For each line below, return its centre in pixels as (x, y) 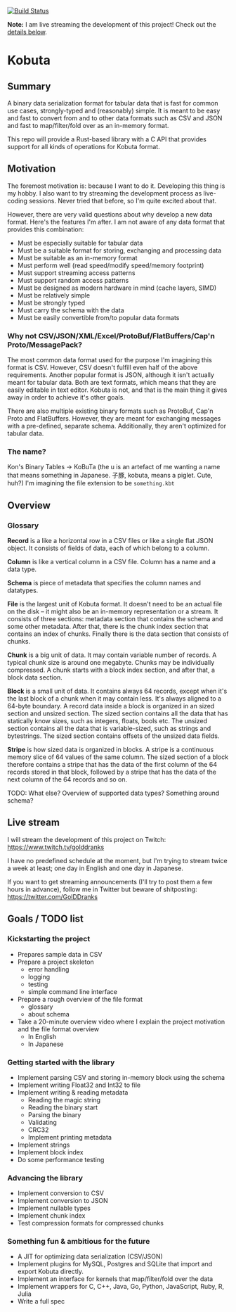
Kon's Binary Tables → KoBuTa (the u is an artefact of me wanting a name (114, 467)
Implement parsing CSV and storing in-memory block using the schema (121, 1077)
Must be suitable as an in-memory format (78, 257)
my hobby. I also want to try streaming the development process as (105, 193)
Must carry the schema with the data (71, 310)
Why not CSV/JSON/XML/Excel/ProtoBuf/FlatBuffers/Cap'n (111, 336)
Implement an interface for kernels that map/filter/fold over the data (115, 1279)
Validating (42, 1122)
